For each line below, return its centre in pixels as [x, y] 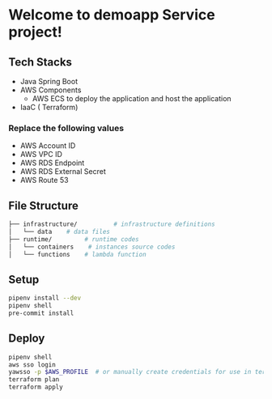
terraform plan [34, 380]
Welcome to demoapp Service [112, 15]
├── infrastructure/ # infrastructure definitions [112, 224]
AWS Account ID [48, 146]
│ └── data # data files [59, 231]
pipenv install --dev [45, 298]
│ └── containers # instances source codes [92, 247]
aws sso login [32, 365]
